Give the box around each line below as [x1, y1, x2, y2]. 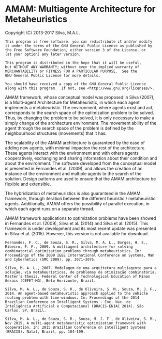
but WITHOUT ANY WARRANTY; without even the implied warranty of [5, 65, 139, 69]
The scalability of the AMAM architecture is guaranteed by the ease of [5, 140, 145, 145]
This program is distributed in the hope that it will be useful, [5, 60, 142, 65]
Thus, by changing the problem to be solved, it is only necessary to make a [5, 115, 155, 121]
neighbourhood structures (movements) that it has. [5, 130, 107, 136]
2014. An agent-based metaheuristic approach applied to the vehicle [5, 291, 148, 296]
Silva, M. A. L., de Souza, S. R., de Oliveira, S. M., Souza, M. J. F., [5, 287, 157, 291]
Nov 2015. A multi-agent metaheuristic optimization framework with [5, 321, 146, 325]
